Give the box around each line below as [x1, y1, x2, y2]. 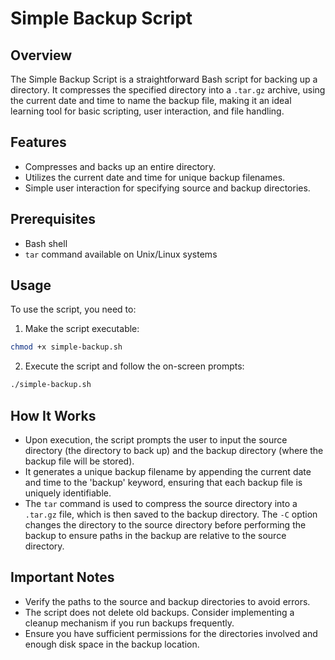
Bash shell [24, 237, 68, 249]
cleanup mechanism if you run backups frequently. [24, 617, 235, 629]
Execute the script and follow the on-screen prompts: [24, 360, 245, 372]
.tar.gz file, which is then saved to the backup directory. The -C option [24, 508, 318, 520]
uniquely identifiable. [24, 487, 112, 499]
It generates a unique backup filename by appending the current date [24, 466, 312, 477]
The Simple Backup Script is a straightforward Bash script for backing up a [10, 73, 318, 85]
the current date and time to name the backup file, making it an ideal [10, 95, 292, 106]
